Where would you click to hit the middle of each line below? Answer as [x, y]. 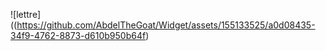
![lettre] [25, 14]
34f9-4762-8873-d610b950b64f [78, 35]
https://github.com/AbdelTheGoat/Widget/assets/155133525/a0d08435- [166, 25]
